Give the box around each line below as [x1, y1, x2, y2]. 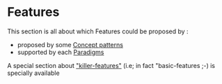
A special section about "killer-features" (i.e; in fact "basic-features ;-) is [7, 61, 216, 69]
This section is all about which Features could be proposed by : [7, 27, 189, 35]
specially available [7, 69, 61, 77]
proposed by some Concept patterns [17, 40, 124, 49]
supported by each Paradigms [17, 48, 104, 56]
